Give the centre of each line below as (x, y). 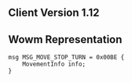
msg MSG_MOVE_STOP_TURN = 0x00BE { (66, 58)
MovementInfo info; (54, 64)
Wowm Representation (65, 39)
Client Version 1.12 (54, 13)
